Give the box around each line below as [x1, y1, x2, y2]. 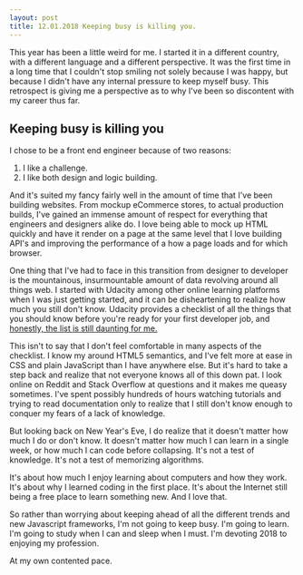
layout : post [9, 13, 59, 23]
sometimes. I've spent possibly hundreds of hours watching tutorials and [9, 389, 282, 400]
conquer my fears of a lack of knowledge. [9, 408, 166, 419]
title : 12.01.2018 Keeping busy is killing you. [9, 22, 197, 31]
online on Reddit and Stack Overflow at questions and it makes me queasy [9, 379, 288, 390]
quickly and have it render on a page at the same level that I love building [9, 229, 283, 239]
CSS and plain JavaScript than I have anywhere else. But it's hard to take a [9, 360, 288, 371]
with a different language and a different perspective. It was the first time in [9, 56, 291, 67]
